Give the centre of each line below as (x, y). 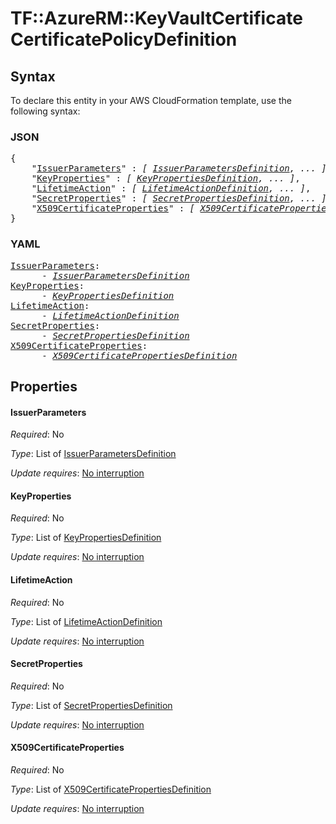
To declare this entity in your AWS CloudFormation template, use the (151, 100)
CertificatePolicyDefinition (124, 39)
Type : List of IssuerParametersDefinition (93, 454)
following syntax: (45, 111)
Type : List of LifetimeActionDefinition (86, 621)
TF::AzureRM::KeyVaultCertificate (156, 18)
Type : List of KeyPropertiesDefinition (86, 538)
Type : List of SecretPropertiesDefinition (91, 705)
